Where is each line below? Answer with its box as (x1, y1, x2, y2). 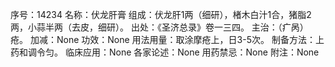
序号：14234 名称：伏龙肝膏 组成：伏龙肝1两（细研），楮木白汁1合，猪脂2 (10, 9, 312, 20)
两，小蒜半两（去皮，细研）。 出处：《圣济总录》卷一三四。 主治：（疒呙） (10, 21, 309, 33)
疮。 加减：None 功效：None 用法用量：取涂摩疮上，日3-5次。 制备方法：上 (10, 34, 325, 45)
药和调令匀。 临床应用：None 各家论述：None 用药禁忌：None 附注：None (10, 46, 320, 58)
